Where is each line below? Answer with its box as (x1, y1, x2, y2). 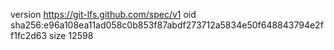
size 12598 (49, 30, 94, 41)
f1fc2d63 (10, 30, 48, 41)
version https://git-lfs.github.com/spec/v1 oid (10, 9, 197, 20)
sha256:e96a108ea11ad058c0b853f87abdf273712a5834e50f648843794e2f (10, 19, 324, 31)
